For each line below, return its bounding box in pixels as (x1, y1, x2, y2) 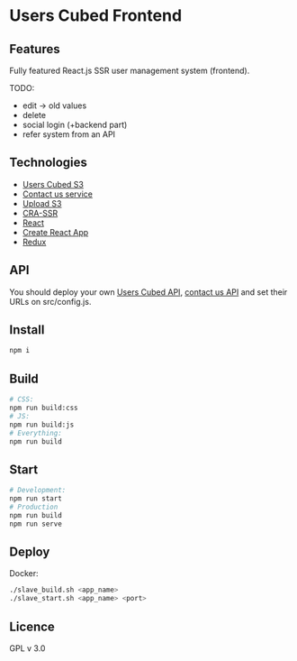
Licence (9, 619, 56, 634)
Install (9, 322, 45, 338)
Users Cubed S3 (22, 179, 84, 189)
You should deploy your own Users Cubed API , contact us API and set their (9, 286, 288, 298)
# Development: (9, 486, 67, 495)
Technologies (9, 155, 88, 170)
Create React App (22, 226, 89, 237)
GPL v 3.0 (9, 642, 46, 654)
